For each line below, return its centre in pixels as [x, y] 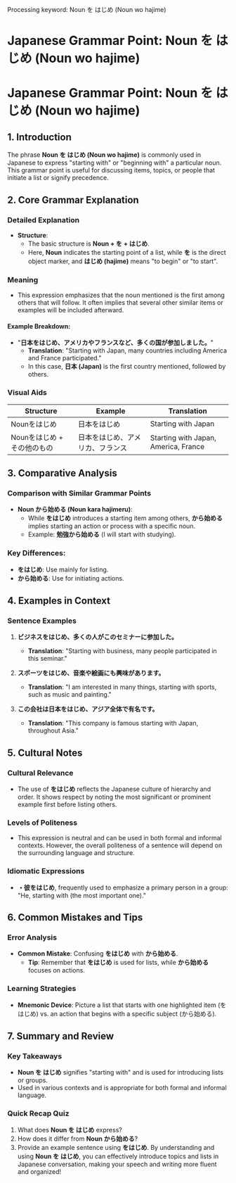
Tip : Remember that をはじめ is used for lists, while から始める [118, 963]
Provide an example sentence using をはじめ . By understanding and [116, 1147]
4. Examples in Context [59, 601]
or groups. [32, 1080]
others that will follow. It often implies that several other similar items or [120, 303]
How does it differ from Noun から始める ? [78, 1139]
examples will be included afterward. [71, 310]
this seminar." [48, 659]
